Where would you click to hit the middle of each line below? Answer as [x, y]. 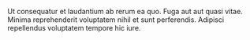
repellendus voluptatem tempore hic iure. [74, 28]
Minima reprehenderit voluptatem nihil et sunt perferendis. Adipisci [116, 20]
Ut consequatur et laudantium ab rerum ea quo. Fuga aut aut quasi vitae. [125, 11]
